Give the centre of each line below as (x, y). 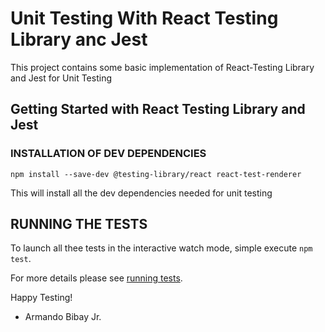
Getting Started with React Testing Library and (158, 109)
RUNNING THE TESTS (79, 224)
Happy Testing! (41, 298)
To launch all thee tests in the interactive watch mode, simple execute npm (161, 248)
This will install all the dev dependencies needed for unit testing (141, 193)
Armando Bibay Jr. (63, 317)
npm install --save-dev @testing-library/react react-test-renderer (156, 174)
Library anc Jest (79, 39)
